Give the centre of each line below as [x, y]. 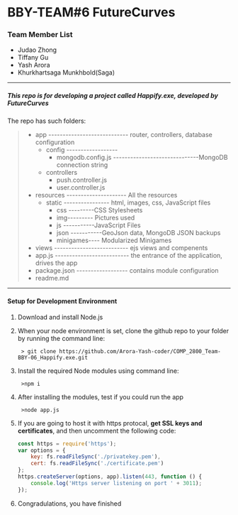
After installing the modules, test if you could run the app [101, 397]
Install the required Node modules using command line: [98, 371]
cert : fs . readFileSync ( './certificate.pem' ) [97, 463]
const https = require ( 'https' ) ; [67, 444]
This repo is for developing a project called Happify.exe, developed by [113, 96]
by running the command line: [61, 338]
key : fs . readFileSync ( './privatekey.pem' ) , [96, 457]
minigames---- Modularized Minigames [114, 240]
